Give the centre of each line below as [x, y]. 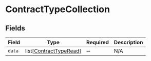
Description [128, 42]
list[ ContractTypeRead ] [53, 51]
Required [98, 42]
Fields [15, 28]
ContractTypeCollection [58, 9]
